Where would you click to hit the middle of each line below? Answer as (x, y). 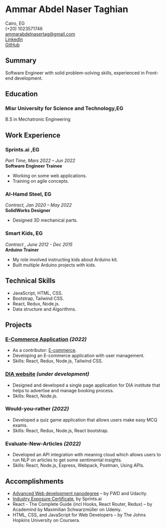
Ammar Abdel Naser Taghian (67, 9)
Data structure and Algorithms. (44, 309)
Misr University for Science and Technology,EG (64, 109)
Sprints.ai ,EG (22, 149)
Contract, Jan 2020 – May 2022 (38, 205)
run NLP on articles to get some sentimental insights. (67, 460)
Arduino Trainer (22, 250)
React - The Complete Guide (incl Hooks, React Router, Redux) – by (82, 504)
